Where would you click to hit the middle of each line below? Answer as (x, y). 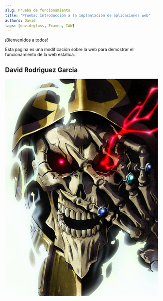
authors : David (20, 20)
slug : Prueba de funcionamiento (38, 10)
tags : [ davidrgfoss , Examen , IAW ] (40, 26)
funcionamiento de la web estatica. (40, 55)
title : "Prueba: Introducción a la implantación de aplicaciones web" (78, 15)
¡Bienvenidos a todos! (27, 40)
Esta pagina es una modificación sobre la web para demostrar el (69, 50)
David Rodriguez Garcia (41, 70)
